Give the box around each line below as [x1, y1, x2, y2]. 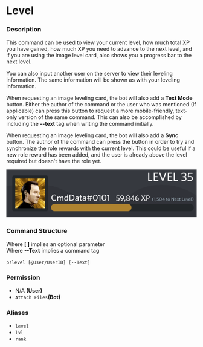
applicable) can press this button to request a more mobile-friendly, [6, 107, 175, 115]
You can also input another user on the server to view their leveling [6, 70, 173, 77]
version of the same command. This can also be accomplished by [18, 114, 182, 121]
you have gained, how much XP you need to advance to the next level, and [6, 45, 192, 53]
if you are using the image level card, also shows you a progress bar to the [6, 52, 192, 59]
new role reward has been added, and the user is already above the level [6, 151, 187, 158]
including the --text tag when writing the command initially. [6, 120, 154, 128]
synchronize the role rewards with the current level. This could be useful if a [6, 144, 196, 152]
